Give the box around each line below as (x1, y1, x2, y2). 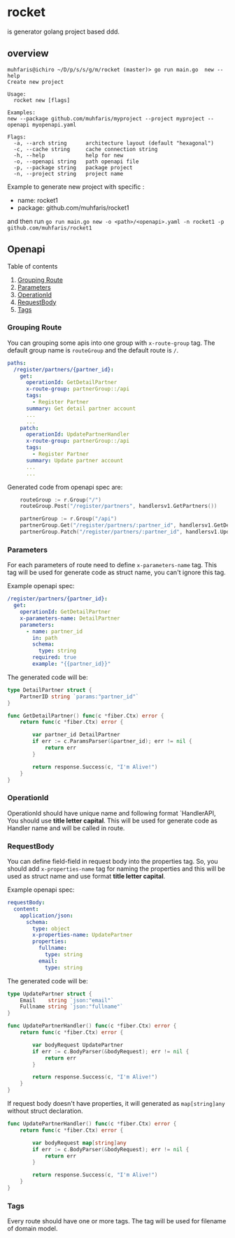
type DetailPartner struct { (7, 686, 92, 693)
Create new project (7, 78, 64, 85)
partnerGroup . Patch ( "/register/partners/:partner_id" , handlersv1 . (20, 529, 220, 536)
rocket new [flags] (13, 97, 71, 104)
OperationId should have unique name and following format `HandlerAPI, (7, 809, 216, 817)
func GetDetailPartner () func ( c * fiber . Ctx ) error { (7, 712, 164, 719)
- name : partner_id (25, 627, 83, 635)
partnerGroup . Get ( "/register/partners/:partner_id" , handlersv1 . (20, 522, 215, 529)
